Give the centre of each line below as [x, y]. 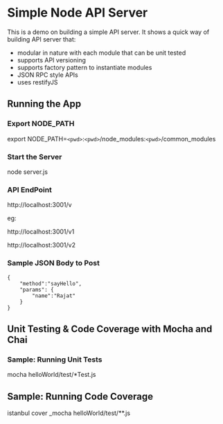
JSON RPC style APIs [47, 75]
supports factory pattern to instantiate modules [84, 67]
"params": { [37, 290]
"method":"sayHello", [51, 283]
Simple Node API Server [78, 13]
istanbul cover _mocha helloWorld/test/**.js [69, 413]
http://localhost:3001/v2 [42, 245]
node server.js [28, 172]
